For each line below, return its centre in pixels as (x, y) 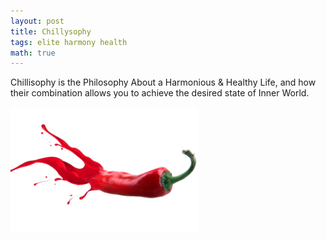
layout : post (37, 21)
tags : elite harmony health (69, 42)
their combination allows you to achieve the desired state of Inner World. (160, 93)
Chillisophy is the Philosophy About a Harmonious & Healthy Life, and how (163, 82)
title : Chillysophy (51, 31)
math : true (33, 53)
